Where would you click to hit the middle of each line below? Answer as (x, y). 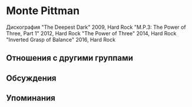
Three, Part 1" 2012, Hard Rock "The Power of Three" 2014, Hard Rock (91, 33)
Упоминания (31, 98)
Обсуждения (31, 78)
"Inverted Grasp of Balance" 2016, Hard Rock (61, 39)
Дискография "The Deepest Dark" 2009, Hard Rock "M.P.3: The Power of (96, 27)
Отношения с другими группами (70, 58)
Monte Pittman (43, 11)
